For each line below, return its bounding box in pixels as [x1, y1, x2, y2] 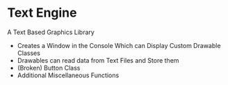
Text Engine [7, 5, 77, 21]
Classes [17, 49, 40, 57]
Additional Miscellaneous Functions [17, 71, 120, 79]
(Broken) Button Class [17, 63, 81, 72]
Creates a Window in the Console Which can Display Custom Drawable [17, 41, 221, 49]
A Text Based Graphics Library [7, 28, 95, 36]
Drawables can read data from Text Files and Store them [17, 56, 179, 64]
